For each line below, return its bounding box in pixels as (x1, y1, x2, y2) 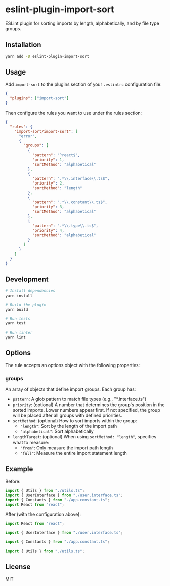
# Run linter (5, 330, 33, 335)
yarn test (5, 321, 26, 326)
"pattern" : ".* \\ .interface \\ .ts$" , (32, 176, 110, 181)
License (5, 563, 31, 571)
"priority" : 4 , (32, 228, 65, 233)
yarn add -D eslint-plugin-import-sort (5, 54, 90, 59)
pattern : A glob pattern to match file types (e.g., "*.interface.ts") (12, 396, 147, 402)
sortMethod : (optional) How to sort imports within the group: (12, 418, 137, 424)
